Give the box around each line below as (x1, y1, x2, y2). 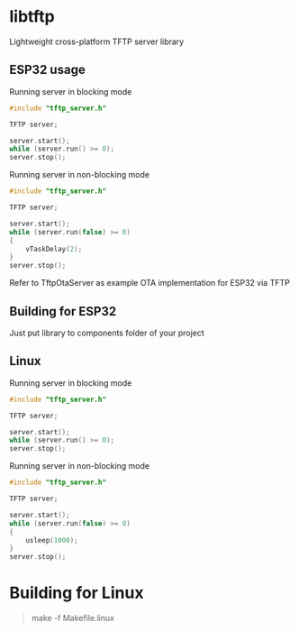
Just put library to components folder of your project (9, 327, 204, 338)
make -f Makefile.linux (31, 613, 115, 624)
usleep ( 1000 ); (25, 535, 78, 544)
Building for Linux (9, 583, 144, 603)
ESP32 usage (9, 62, 86, 78)
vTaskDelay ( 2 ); (25, 244, 83, 253)
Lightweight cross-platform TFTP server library (9, 36, 185, 47)
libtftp (9, 6, 56, 27)
